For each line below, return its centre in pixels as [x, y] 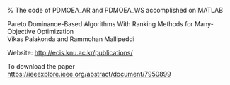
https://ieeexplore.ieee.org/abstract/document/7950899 [89, 74]
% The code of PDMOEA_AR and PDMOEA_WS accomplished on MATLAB [115, 10]
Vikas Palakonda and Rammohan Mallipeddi [71, 39]
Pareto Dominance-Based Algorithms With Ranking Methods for [100, 24]
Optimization [55, 32]
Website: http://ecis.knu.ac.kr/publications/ [70, 53]
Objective [21, 32]
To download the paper [41, 66]
